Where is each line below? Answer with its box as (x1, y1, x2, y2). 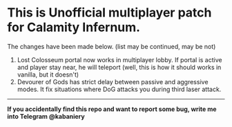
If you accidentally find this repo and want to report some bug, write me (7, 105, 217, 113)
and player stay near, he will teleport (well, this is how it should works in (17, 63, 222, 71)
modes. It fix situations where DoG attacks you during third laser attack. (17, 85, 222, 93)
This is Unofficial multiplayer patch (7, 5, 212, 21)
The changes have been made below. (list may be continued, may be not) (7, 42, 216, 50)
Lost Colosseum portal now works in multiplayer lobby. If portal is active (17, 55, 222, 63)
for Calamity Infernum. (7, 19, 140, 35)
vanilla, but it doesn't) (17, 70, 79, 79)
